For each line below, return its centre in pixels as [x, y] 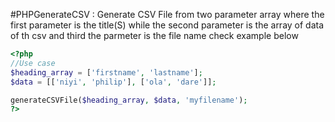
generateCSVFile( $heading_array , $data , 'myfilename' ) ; [129, 100]
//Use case [33, 63]
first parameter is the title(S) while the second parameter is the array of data [167, 25]
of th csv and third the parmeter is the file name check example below [154, 35]
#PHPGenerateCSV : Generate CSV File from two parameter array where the [167, 14]
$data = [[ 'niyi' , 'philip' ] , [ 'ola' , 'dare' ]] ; [113, 82]
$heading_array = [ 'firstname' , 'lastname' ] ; [106, 72]
